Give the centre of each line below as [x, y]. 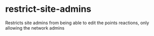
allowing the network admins [35, 28]
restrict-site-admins [48, 9]
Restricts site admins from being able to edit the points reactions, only [77, 23]
